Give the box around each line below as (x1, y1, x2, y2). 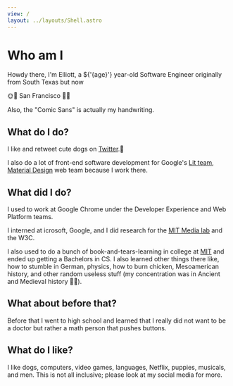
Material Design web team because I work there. (7, 166, 148, 175)
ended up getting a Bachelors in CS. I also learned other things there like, (7, 255, 220, 263)
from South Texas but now (7, 78, 84, 87)
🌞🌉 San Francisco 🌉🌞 (7, 92, 70, 100)
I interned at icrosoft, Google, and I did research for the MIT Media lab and (7, 226, 223, 235)
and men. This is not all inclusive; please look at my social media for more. (7, 371, 223, 379)
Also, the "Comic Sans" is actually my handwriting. (7, 106, 155, 114)
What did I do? (7, 186, 72, 198)
